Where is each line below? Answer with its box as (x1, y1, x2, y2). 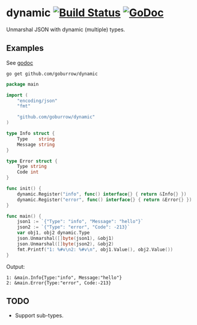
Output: (6, 263, 25, 270)
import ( (6, 92, 28, 98)
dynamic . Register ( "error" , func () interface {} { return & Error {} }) (17, 197, 192, 203)
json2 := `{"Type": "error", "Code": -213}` (17, 224, 130, 230)
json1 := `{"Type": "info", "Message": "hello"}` (17, 219, 144, 225)
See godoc (6, 59, 34, 66)
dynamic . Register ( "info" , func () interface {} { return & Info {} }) (17, 191, 187, 197)
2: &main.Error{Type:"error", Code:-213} (6, 279, 112, 286)
